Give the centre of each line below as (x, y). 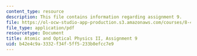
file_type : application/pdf (40, 28)
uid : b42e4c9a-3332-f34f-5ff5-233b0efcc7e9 (60, 44)
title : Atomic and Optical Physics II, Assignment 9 (72, 38)
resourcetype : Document (35, 33)
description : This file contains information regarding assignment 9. (94, 17)
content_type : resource (35, 11)
